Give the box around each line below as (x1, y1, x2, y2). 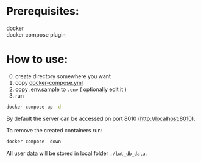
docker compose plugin (6, 31, 66, 38)
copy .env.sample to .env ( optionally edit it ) (15, 85, 127, 93)
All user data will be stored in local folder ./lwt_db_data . (6, 150, 147, 157)
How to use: (6, 53, 68, 67)
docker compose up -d (6, 104, 62, 110)
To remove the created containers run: (6, 126, 103, 134)
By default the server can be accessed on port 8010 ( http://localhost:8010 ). (6, 115, 196, 122)
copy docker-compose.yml (15, 79, 83, 86)
